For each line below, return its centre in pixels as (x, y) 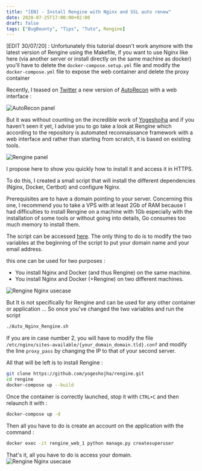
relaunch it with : (27, 403)
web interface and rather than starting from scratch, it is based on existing (99, 139)
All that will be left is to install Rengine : (55, 363)
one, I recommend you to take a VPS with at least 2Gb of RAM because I (96, 205)
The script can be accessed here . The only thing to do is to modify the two (99, 236)
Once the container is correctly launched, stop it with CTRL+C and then (93, 397)
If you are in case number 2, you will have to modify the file (80, 338)
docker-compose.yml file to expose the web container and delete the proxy (98, 72)
